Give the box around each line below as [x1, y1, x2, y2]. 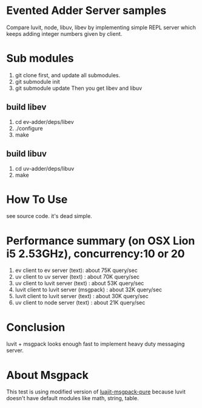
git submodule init [15, 78, 61, 85]
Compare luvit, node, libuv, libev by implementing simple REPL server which [6, 24, 196, 31]
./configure [15, 124, 44, 132]
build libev [6, 102, 47, 112]
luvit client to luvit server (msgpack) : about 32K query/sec [15, 286, 163, 293]
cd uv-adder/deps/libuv [15, 165, 75, 172]
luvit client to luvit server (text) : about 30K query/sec [15, 293, 149, 300]
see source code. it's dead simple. [6, 212, 92, 220]
